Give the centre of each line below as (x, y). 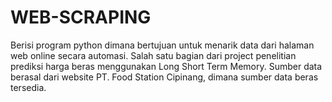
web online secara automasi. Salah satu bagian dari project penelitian (153, 55)
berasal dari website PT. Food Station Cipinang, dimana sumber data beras (164, 77)
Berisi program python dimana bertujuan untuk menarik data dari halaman (162, 45)
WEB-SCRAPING (81, 17)
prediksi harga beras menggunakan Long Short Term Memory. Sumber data (166, 66)
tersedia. (28, 87)
